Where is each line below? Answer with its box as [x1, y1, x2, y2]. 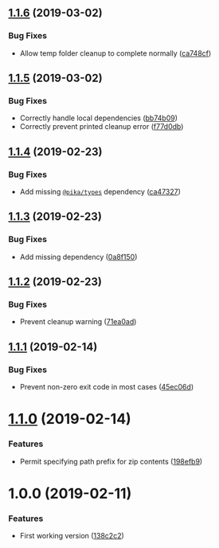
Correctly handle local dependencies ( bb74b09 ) [19, 113, 178, 123]
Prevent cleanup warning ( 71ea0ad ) [19, 317, 137, 327]
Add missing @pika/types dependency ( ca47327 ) [19, 187, 182, 197]
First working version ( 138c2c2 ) [19, 531, 125, 541]
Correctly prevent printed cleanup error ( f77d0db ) [19, 122, 184, 131]
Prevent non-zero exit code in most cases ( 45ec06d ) [19, 382, 194, 392]
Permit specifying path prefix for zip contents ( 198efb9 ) [19, 456, 203, 466]
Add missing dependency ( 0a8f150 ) [19, 252, 138, 261]
